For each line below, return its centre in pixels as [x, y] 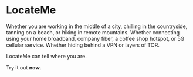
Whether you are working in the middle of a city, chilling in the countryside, [97, 26]
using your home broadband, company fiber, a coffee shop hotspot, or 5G [95, 38]
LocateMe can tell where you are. [46, 56]
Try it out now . [24, 67]
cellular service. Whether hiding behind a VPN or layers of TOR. [83, 45]
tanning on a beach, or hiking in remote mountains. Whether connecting [93, 32]
